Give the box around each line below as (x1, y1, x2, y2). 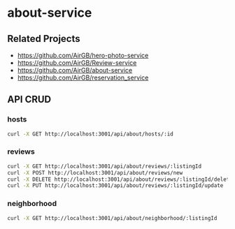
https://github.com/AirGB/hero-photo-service (17, 51, 149, 59)
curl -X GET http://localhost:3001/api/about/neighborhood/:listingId (7, 214, 218, 221)
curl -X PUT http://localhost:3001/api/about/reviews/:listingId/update (7, 182, 224, 189)
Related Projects (7, 33, 80, 45)
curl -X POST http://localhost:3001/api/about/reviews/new (7, 169, 183, 176)
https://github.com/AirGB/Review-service (17, 59, 137, 67)
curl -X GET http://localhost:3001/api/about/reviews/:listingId (7, 163, 201, 170)
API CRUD (7, 94, 52, 105)
